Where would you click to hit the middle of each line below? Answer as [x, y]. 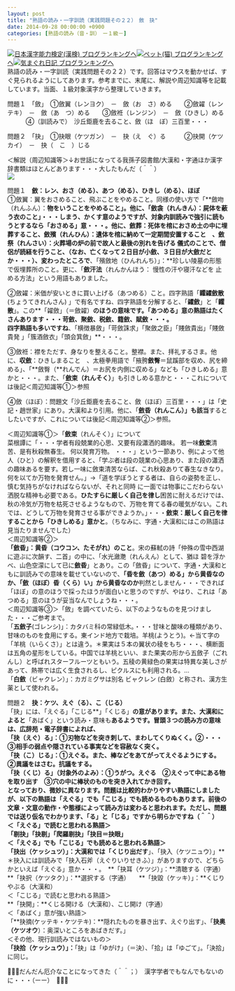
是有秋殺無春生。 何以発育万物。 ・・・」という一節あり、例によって [119, 452]
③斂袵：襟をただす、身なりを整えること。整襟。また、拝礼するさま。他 [112, 352]
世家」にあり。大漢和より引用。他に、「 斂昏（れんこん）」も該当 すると [127, 410]
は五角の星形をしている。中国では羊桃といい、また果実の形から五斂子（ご [114, 653]
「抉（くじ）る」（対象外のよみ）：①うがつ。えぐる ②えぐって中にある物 [116, 773]
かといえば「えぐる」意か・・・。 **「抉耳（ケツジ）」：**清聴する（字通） [114, 869]
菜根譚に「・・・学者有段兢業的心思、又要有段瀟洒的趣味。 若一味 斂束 [109, 443]
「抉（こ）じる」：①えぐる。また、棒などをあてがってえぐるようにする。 [114, 755]
